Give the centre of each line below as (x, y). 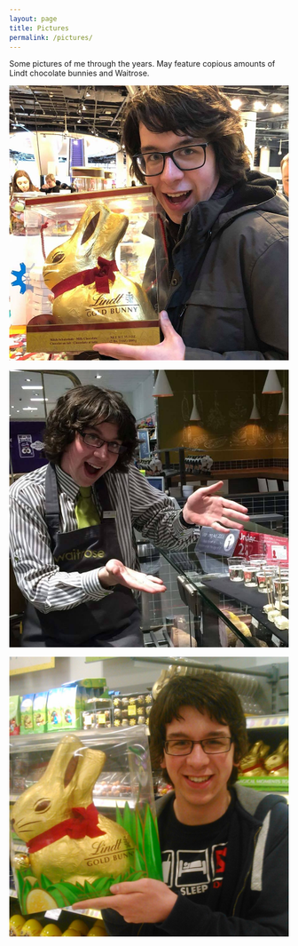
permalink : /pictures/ (51, 37)
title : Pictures (39, 28)
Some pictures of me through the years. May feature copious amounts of (142, 64)
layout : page (33, 19)
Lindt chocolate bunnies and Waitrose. (79, 73)
